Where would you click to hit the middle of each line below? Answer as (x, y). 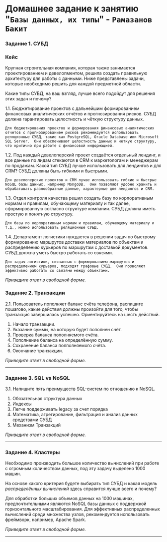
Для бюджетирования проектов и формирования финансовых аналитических (80, 128)
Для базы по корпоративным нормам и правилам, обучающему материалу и (80, 223)
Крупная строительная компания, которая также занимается (70, 68)
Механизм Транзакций (37, 425)
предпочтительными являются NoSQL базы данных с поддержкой (76, 504)
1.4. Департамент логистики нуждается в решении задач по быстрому (80, 237)
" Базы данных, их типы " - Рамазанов (79, 19)
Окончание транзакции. (38, 351)
